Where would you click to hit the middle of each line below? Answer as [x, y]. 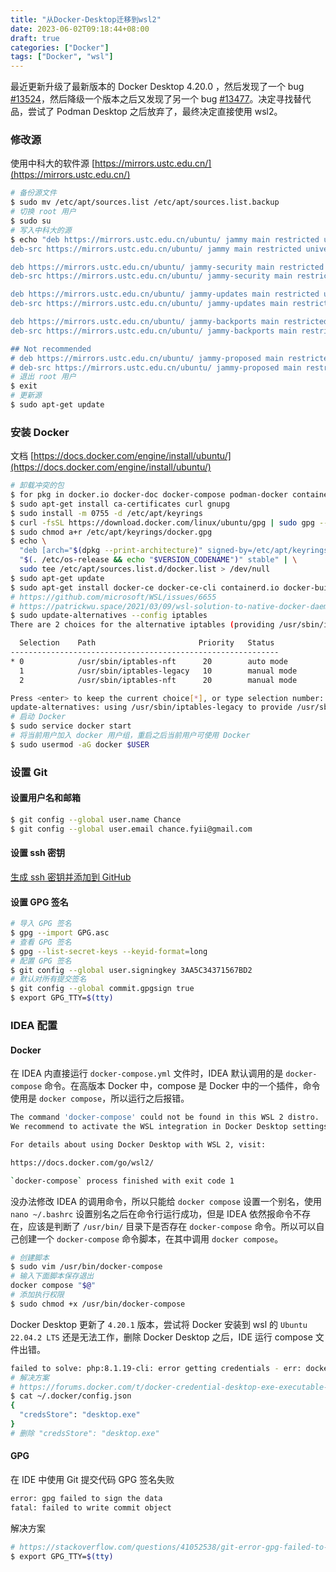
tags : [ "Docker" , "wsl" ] [62, 57]
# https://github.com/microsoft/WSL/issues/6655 [113, 597]
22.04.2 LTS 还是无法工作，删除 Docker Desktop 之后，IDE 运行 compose [161, 1337]
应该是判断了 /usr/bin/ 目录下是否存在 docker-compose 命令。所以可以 [172, 1226]
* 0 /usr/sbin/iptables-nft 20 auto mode [149, 661]
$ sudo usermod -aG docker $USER [80, 744]
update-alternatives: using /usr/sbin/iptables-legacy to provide [151, 707]
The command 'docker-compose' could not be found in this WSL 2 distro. [165, 1117]
